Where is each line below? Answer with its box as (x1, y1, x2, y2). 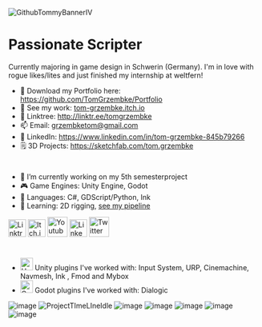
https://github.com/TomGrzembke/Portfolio (19, 94, 163, 104)
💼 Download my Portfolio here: (19, 86, 121, 95)
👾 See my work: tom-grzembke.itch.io (19, 102, 146, 112)
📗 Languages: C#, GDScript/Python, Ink (19, 193, 151, 202)
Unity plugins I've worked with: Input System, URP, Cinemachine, (34, 263, 250, 273)
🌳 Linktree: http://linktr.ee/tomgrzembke (19, 111, 152, 121)
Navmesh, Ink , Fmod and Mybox (19, 272, 130, 281)
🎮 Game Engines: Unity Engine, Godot (19, 181, 148, 191)
